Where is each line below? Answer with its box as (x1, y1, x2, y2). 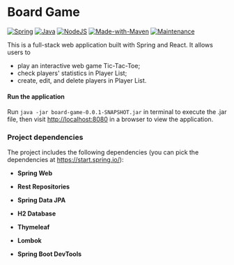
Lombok (17, 236, 42, 245)
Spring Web (17, 169, 53, 177)
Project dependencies (7, 133, 84, 143)
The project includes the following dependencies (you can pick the (7, 148, 199, 156)
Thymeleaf (17, 223, 50, 232)
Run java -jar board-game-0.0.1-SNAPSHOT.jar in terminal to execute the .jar (7, 108, 227, 116)
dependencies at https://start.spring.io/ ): (7, 156, 124, 164)
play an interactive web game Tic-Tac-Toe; (17, 61, 141, 70)
